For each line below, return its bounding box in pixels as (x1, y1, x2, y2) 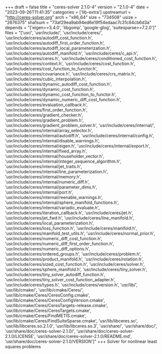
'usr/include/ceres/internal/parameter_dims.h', (5, 184, 98, 190)
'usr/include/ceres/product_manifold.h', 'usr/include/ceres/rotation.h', (5, 256, 144, 262)
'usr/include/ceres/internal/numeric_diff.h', (5, 179, 90, 185)
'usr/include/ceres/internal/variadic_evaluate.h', (5, 205, 100, 210)
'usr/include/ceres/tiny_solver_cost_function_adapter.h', (5, 277, 116, 282)
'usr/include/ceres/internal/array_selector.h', (5, 128, 93, 133)
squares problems (5, 344, 41, 349)
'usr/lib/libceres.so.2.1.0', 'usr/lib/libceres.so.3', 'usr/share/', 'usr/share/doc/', (5, 323, 158, 329)
